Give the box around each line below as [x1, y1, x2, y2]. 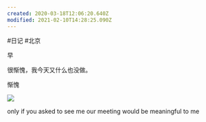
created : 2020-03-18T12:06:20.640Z [7, 10, 109, 17]
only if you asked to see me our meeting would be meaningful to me [7, 107, 200, 115]
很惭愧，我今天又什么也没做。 [7, 65, 91, 74]
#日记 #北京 [7, 36, 41, 45]
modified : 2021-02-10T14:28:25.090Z [7, 17, 112, 23]
